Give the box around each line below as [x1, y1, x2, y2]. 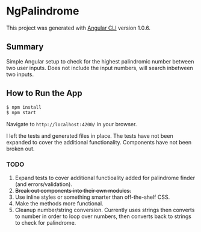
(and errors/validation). [14, 180, 72, 188]
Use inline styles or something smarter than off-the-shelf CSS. [14, 193, 170, 201]
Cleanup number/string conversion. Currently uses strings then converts [14, 206, 195, 213]
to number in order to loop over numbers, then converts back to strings [14, 213, 191, 220]
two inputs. [6, 71, 34, 78]
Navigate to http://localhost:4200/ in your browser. [6, 121, 137, 128]
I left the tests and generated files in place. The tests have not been [6, 132, 173, 140]
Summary [6, 42, 44, 52]
